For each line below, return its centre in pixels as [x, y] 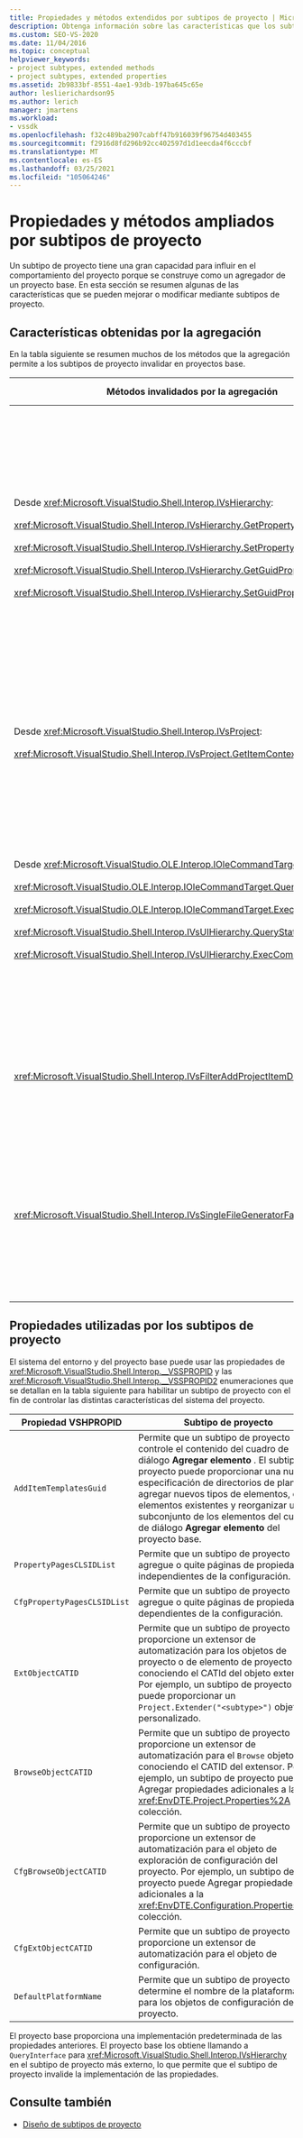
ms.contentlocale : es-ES [56, 160]
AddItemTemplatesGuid [60, 1488]
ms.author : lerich [44, 101]
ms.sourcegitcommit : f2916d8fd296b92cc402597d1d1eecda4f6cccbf [131, 143]
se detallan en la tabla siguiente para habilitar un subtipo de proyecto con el [150, 1390]
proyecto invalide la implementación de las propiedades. [114, 2074]
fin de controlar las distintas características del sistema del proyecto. [138, 1399]
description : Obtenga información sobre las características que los [143, 26]
